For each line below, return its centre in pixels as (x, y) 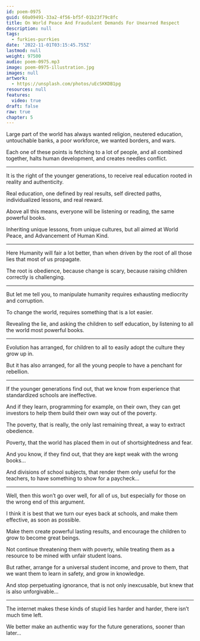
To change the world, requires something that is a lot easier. (80, 312)
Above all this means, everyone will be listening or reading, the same (90, 211)
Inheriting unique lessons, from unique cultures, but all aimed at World (92, 229)
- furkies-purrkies (36, 39)
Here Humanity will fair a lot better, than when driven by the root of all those (99, 253)
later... (14, 633)
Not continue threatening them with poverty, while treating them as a (90, 550)
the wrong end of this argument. (46, 502)
